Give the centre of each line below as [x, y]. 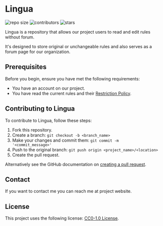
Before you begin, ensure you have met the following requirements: [72, 78]
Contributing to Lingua [40, 109]
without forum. [20, 37]
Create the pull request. [36, 155]
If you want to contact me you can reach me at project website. [69, 191]
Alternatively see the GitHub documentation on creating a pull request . [76, 164]
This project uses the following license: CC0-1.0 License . [62, 218]
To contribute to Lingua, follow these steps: [48, 120]
